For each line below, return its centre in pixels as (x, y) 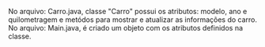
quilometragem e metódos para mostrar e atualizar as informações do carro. (133, 20)
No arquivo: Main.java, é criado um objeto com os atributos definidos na (126, 28)
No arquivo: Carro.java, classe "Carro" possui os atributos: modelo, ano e (128, 11)
